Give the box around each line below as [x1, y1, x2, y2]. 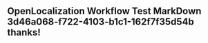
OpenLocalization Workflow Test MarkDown [7, 5, 202, 17]
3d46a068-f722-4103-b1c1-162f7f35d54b [7, 16, 195, 28]
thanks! [7, 27, 41, 38]
